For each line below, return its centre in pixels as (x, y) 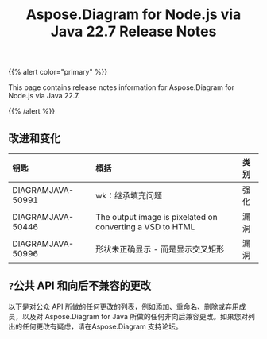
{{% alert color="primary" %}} (58, 72)
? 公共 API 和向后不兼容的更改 (79, 286)
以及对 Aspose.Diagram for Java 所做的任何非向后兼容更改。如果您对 (135, 316)
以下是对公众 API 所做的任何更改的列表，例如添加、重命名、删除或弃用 (124, 306)
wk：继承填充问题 (129, 196)
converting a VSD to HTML (145, 227)
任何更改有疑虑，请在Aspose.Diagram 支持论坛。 (102, 326)
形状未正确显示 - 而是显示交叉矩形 (160, 249)
